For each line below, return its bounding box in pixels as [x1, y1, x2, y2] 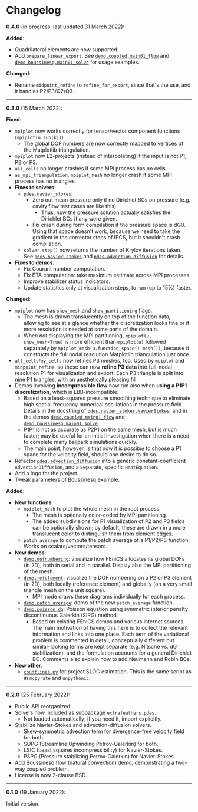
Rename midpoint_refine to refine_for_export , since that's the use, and [14, 81, 191, 88]
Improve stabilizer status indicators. [23, 278, 110, 285]
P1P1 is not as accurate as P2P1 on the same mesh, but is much [23, 426, 177, 433]
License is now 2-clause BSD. [14, 771, 87, 778]
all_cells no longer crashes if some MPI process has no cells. [14, 165, 167, 172]
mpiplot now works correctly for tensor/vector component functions [14, 127, 180, 134]
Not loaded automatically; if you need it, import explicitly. [23, 715, 162, 722]
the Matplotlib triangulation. [23, 146, 91, 153]
